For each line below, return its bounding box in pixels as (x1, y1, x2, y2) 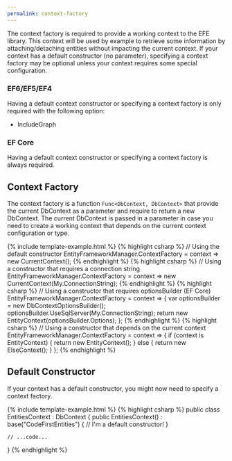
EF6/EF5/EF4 (7, 83, 53, 93)
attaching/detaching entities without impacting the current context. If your (7, 44, 218, 52)
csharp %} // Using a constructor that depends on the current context (7, 324, 206, 332)
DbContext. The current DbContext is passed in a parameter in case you (7, 214, 213, 223)
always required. (7, 161, 55, 169)
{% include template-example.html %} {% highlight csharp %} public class (7, 405, 220, 414)
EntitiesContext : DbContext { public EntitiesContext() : (7, 412, 163, 421)
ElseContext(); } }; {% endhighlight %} (7, 346, 116, 355)
